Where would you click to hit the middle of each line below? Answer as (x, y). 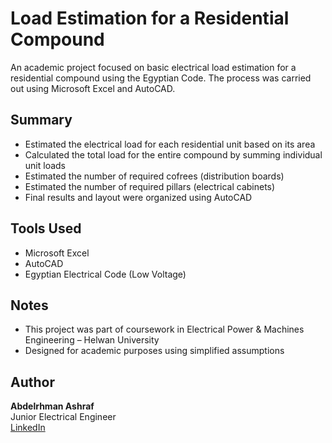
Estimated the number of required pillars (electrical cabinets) (150, 186)
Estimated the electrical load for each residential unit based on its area (170, 144)
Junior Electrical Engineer (63, 417)
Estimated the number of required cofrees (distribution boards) (154, 176)
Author (32, 382)
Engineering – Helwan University (92, 340)
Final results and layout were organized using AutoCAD (138, 197)
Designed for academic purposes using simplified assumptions (154, 351)
